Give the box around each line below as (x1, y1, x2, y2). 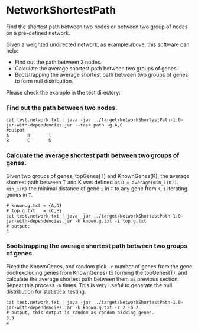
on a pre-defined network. (6, 29, 70, 36)
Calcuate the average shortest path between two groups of (6, 151, 180, 160)
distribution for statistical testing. (6, 288, 86, 295)
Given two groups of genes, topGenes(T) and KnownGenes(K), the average (6, 172, 190, 179)
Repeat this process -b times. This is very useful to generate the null (6, 281, 173, 288)
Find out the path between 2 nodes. (14, 59, 102, 66)
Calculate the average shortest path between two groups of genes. (14, 64, 178, 72)
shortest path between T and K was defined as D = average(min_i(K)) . (6, 179, 179, 186)
